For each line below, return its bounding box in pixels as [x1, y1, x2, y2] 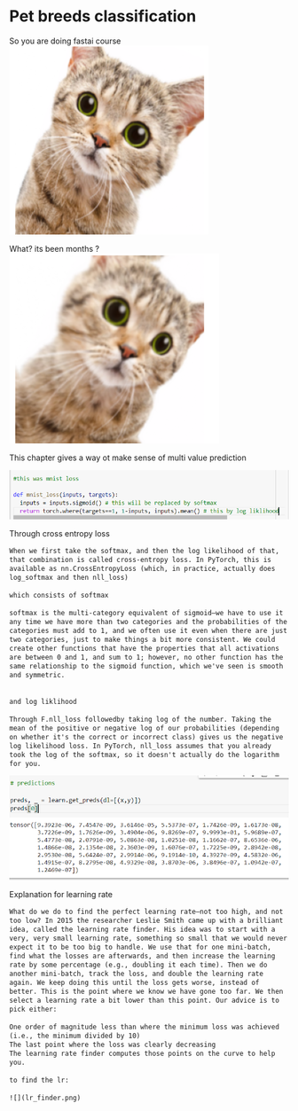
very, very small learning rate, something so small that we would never [9, 934, 288, 943]
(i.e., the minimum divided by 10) [9, 1031, 141, 1041]
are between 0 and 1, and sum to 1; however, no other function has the [9, 653, 284, 662]
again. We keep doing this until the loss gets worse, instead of [9, 978, 260, 988]
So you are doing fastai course [9, 35, 122, 46]
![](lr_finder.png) [9, 1093, 82, 1103]
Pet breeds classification [9, 6, 197, 27]
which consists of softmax [9, 591, 109, 600]
